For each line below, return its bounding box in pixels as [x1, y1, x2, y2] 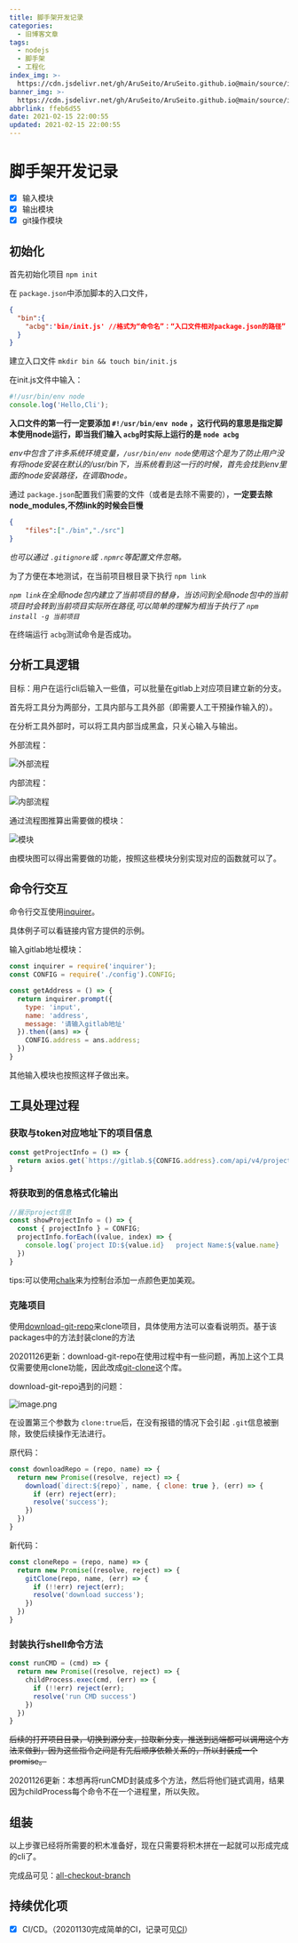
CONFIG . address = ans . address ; [25, 1036, 141, 1045]
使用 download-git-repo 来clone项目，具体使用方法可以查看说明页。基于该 [9, 1321, 278, 1331]
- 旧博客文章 [17, 29, 59, 38]
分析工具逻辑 [9, 657, 80, 672]
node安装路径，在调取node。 [24, 470, 132, 481]
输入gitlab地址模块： [9, 944, 84, 955]
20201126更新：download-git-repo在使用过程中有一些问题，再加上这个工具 [9, 1351, 285, 1361]
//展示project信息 [9, 1208, 72, 1216]
